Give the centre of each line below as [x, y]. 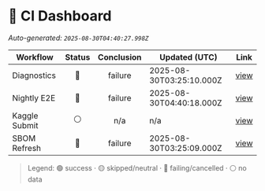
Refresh [27, 148]
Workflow [34, 57]
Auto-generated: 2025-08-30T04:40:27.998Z [78, 38]
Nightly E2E [34, 97]
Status [78, 57]
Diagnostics [34, 75]
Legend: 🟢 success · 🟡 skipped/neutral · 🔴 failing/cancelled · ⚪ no [137, 167]
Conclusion [119, 57]
